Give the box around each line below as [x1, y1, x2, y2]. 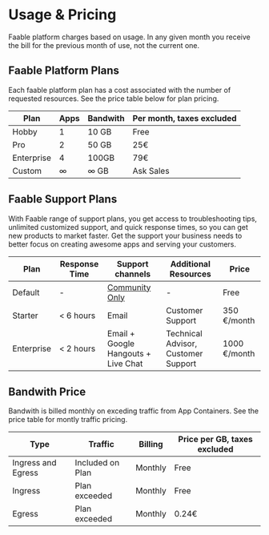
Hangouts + [106, 348, 152, 359]
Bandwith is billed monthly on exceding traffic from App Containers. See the [8, 406, 259, 416]
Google [106, 338, 134, 349]
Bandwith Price [8, 384, 86, 398]
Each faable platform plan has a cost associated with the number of [8, 85, 231, 95]
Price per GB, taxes [178, 434, 254, 445]
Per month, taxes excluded [132, 112, 238, 123]
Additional [170, 258, 211, 269]
